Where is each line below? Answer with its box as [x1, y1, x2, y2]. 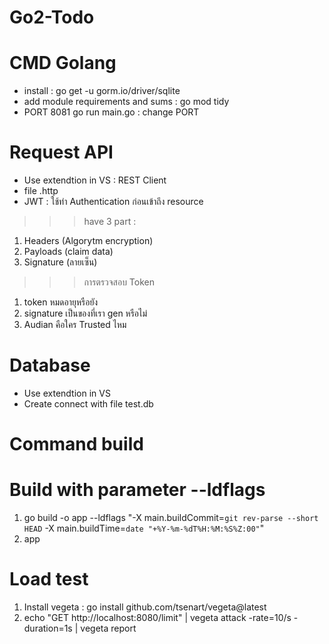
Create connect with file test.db [23, 398, 154, 410]
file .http [23, 185, 59, 197]
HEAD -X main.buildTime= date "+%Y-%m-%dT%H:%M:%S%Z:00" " [23, 522, 265, 535]
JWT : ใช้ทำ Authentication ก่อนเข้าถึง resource [23, 196, 204, 208]
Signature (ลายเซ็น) [23, 256, 98, 268]
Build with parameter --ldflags [9, 479, 266, 501]
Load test [9, 568, 89, 591]
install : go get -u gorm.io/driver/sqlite [23, 85, 181, 97]
